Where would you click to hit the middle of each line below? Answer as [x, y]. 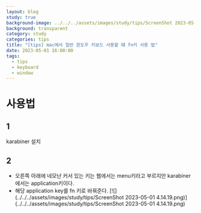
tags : [13, 56]
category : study [26, 34]
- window [22, 73]
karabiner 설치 [24, 141]
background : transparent [37, 28]
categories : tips [28, 39]
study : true [21, 17]
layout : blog [22, 12]
